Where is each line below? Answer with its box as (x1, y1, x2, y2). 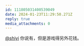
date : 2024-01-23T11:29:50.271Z (5, 12, 72, 17)
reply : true (5, 16, 30, 21)
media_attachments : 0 (5, 21, 50, 26)
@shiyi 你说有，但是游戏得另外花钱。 (5, 35, 81, 41)
